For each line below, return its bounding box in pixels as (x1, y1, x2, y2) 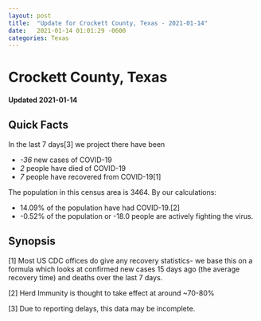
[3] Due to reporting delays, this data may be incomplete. (8, 303, 196, 313)
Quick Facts (8, 118, 69, 132)
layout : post (8, 11, 52, 20)
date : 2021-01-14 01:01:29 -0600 (8, 26, 127, 34)
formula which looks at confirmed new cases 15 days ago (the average (8, 264, 240, 274)
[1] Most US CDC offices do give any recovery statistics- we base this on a (8, 256, 253, 265)
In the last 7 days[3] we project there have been (8, 139, 166, 149)
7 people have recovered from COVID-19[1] (19, 172, 162, 181)
